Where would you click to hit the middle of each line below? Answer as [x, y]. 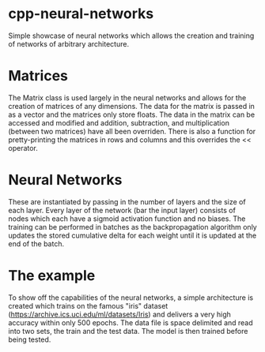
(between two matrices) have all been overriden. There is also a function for [132, 131]
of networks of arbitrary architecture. [68, 43]
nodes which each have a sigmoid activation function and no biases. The [127, 219]
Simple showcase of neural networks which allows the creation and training [131, 36]
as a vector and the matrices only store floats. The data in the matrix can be [132, 114]
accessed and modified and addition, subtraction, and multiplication [119, 122]
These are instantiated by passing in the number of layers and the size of [127, 201]
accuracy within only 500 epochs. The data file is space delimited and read [131, 322]
